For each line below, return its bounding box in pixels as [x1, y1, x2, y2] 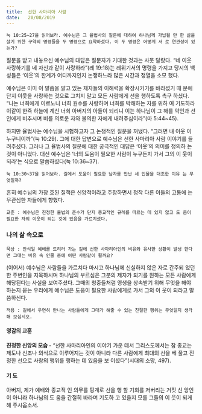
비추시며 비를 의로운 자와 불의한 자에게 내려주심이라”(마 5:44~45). [22, 114, 179, 121]
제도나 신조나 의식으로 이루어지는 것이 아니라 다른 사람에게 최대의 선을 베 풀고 [6, 349, 188, 357]
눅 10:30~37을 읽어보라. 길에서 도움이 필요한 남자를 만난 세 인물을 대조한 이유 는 [6, 170, 187, 177]
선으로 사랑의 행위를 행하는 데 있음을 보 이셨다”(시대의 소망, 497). [17, 357, 171, 364]
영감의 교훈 [6, 327, 32, 334]
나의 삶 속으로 [6, 231, 44, 239]
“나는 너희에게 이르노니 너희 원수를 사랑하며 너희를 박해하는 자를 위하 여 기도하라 [6, 99, 195, 106]
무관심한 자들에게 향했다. [6, 196, 65, 203]
